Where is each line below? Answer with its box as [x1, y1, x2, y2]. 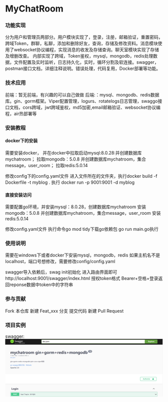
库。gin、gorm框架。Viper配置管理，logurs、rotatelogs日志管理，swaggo [5, 98, 158, 104]
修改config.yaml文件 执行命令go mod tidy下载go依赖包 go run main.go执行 [5, 226, 159, 232]
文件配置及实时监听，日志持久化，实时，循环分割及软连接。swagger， [13, 59, 159, 65]
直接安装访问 [5, 192, 31, 198]
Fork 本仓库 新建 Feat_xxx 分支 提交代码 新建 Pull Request [5, 308, 124, 314]
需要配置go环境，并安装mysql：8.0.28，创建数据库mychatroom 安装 [5, 204, 146, 210]
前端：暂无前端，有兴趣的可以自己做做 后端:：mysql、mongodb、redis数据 [5, 91, 159, 98]
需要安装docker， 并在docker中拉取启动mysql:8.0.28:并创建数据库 [5, 150, 142, 156]
